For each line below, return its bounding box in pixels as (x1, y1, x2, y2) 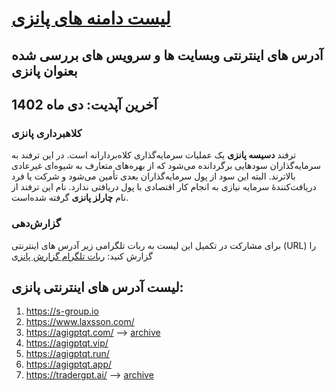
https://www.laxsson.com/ (25, 316, 135, 328)
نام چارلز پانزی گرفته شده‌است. (11, 192, 129, 204)
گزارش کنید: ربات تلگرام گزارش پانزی (11, 250, 153, 262)
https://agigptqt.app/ (25, 358, 112, 371)
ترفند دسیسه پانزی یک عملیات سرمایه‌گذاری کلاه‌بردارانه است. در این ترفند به (11, 149, 297, 161)
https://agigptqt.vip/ (25, 337, 109, 349)
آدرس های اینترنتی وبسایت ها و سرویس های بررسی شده (11, 47, 324, 64)
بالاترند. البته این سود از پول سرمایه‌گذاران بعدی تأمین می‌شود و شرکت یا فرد (11, 170, 296, 182)
